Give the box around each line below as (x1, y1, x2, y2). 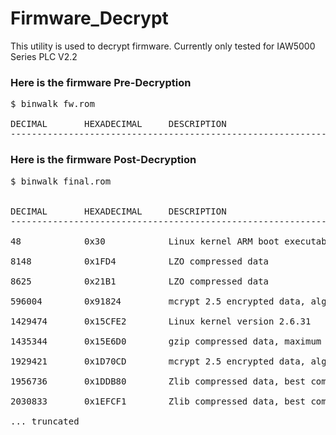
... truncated (10, 415, 80, 427)
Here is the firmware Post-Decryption (10, 153, 197, 167)
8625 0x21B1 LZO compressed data (10, 275, 270, 287)
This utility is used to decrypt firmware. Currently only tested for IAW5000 (10, 40, 316, 52)
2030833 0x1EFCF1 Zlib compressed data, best (10, 395, 307, 407)
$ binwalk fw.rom (10, 98, 95, 110)
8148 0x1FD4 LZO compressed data (10, 255, 270, 267)
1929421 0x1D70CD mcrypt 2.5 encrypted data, (10, 355, 307, 367)
